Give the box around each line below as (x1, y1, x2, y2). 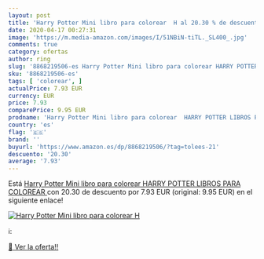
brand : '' (8, 135, 41, 144)
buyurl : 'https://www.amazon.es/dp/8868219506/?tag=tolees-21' (8, 143, 220, 151)
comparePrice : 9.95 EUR (8, 107, 86, 115)
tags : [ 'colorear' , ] (8, 77, 82, 85)
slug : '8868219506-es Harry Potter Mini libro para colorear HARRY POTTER (8, 63, 258, 71)
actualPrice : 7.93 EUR (8, 84, 82, 93)
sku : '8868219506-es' (8, 70, 79, 78)
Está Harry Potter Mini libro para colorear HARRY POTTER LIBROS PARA (8, 179, 241, 188)
